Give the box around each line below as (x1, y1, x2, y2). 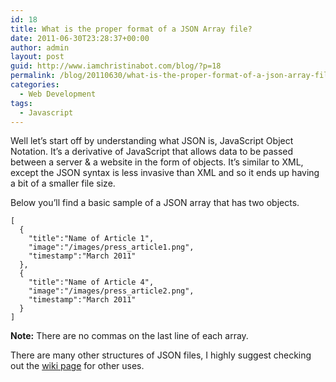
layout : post (10, 52, 65, 62)
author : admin (10, 42, 70, 53)
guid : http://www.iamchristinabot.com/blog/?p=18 (10, 61, 222, 71)
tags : (10, 98, 33, 108)
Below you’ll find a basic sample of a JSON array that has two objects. (10, 197, 300, 209)
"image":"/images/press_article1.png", (28, 242, 195, 253)
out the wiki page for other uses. (10, 360, 145, 372)
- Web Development (19, 89, 97, 99)
